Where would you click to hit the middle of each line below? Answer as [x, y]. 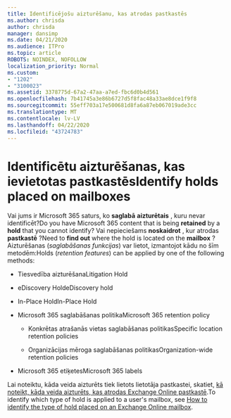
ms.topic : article [34, 53]
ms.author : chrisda [36, 20]
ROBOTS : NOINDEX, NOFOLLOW [47, 60]
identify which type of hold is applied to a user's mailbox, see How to [107, 400]
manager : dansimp [33, 33]
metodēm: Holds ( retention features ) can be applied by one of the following [116, 253]
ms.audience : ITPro [36, 46]
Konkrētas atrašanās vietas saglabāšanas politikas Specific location [125, 329]
